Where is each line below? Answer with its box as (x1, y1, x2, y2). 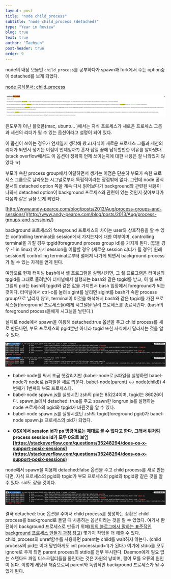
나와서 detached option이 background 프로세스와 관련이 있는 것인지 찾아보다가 (5, 189, 164, 195)
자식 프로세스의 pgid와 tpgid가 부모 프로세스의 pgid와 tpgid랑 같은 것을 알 (16, 473, 163, 479)
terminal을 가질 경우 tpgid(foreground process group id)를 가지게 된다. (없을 (5, 240, 160, 246)
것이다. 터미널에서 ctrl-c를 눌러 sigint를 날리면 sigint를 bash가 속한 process (5, 288, 157, 295)
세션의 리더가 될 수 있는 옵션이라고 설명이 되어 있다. (10, 129, 112, 135)
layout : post (5, 8, 33, 13)
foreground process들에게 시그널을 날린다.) (5, 308, 94, 314)
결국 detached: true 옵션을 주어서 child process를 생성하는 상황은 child (5, 510, 149, 517)
